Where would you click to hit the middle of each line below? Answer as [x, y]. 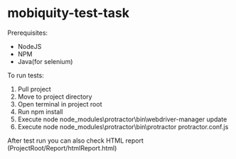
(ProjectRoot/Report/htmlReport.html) [62, 148]
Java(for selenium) [45, 61]
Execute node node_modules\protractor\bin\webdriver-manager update [122, 119]
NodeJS [29, 46]
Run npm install [40, 111]
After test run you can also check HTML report [76, 141]
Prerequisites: [28, 33]
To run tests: [26, 75]
